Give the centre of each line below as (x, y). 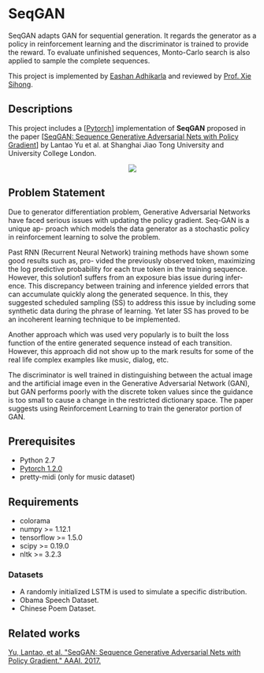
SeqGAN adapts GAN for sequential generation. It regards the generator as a (132, 35)
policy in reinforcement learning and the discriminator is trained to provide (128, 43)
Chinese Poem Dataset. (58, 608)
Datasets (26, 574)
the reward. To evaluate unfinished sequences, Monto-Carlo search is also (129, 52)
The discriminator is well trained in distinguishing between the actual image (130, 374)
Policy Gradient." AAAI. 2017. (54, 661)
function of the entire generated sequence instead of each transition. (120, 343)
